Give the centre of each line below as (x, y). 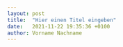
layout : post (26, 13)
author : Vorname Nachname (44, 33)
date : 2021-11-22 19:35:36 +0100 (59, 26)
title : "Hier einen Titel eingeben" (62, 20)
